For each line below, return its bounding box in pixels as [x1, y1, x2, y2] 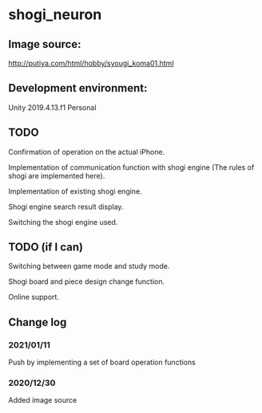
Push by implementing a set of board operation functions [8, 357, 196, 368]
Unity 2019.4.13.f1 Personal [8, 102, 97, 112]
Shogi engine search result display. [8, 202, 124, 211]
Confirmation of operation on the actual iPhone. [8, 147, 165, 156]
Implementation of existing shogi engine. [8, 186, 142, 196]
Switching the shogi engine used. [8, 217, 118, 226]
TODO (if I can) [8, 241, 84, 254]
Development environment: [8, 81, 148, 95]
